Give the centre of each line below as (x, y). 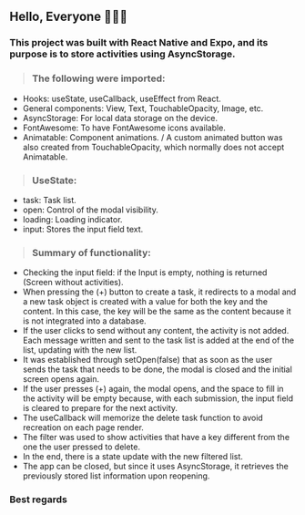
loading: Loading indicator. (72, 219)
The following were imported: (98, 78)
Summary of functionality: (91, 252)
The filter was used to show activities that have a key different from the (156, 438)
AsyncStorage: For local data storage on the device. (120, 118)
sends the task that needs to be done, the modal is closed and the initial (158, 369)
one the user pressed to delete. (81, 447)
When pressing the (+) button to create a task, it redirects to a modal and (159, 292)
